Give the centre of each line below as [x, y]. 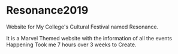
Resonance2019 [47, 10]
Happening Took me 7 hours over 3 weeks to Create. [71, 45]
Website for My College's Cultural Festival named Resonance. [82, 27]
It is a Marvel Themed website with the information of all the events [89, 38]
